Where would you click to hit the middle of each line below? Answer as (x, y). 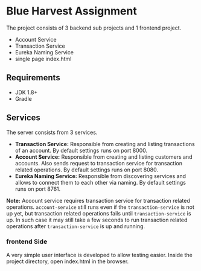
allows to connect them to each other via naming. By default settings (100, 182)
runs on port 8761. (38, 189)
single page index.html (43, 59)
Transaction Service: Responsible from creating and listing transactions (105, 144)
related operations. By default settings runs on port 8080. (87, 170)
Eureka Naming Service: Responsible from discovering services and (100, 176)
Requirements (33, 78)
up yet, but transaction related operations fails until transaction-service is (99, 213)
